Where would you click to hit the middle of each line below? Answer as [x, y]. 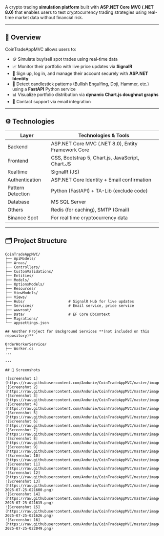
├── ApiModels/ [20, 259]
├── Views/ [16, 297]
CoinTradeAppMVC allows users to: [41, 49]
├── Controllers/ [23, 267]
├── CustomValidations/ [29, 272]
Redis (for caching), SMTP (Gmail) [90, 210]
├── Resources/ [20, 289]
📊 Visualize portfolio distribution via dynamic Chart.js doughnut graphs [85, 94]
